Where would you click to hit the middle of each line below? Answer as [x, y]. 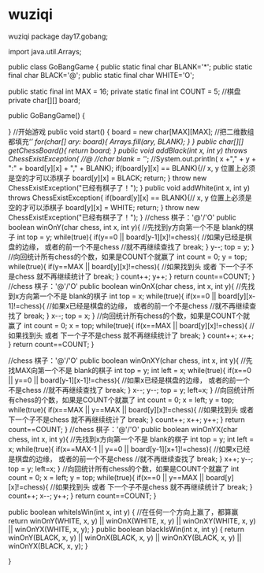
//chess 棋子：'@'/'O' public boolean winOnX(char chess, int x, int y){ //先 [128, 286]
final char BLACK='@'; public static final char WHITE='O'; [101, 75]
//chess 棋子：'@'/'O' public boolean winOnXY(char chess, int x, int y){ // [127, 360]
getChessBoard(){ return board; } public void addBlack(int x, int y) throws [128, 150]
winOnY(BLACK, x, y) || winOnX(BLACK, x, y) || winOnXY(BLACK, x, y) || [125, 538]
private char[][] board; [45, 100]
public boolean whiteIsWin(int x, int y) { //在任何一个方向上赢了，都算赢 [123, 512]
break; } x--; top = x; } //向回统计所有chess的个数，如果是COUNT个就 [137, 316]
